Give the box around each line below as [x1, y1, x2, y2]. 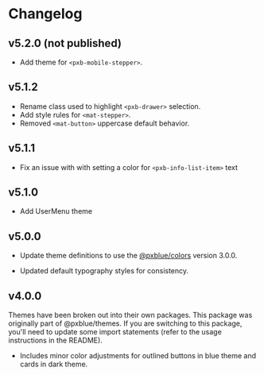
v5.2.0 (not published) [8, 37, 122, 50]
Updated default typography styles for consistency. [19, 266, 189, 276]
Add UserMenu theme [19, 207, 93, 216]
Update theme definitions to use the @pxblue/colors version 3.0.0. [19, 251, 238, 261]
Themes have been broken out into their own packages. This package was [8, 311, 253, 320]
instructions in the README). [8, 335, 103, 346]
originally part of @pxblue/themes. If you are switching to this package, [8, 319, 243, 328]
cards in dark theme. [19, 359, 88, 369]
